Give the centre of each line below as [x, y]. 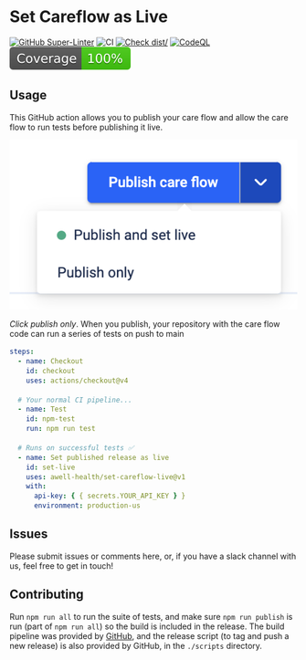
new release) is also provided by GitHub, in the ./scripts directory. [136, 645]
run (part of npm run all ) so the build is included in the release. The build [147, 626]
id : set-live [51, 467]
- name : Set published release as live [94, 457]
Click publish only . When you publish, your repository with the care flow [145, 324]
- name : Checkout [51, 361]
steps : [22, 352]
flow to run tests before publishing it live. [86, 127]
